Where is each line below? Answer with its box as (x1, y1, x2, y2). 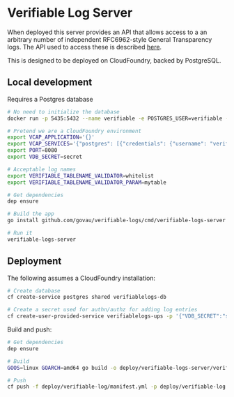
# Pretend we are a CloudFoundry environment (7, 127, 141, 134)
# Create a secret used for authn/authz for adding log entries (7, 306, 198, 313)
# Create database (7, 287, 61, 294)
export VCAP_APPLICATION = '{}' (7, 134, 95, 141)
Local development (7, 77, 93, 88)
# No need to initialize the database (7, 108, 120, 116)
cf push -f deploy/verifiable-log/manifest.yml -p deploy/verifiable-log (7, 383, 226, 391)
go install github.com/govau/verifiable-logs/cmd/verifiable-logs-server (7, 217, 226, 224)
